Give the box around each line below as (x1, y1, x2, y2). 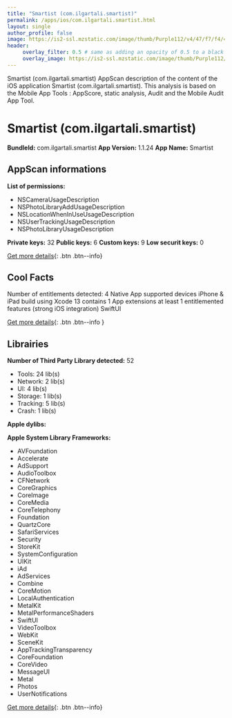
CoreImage (17, 491, 50, 499)
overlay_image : (22, 55, 67, 62)
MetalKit (17, 602, 41, 610)
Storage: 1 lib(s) (17, 392, 62, 400)
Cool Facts (7, 271, 54, 283)
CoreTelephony (17, 506, 61, 514)
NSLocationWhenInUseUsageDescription (17, 210, 135, 218)
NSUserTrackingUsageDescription (17, 217, 115, 226)
